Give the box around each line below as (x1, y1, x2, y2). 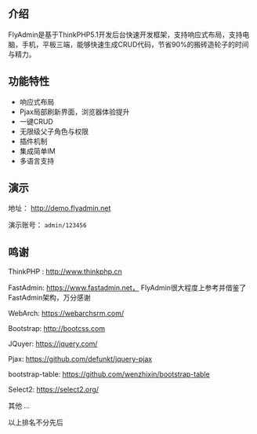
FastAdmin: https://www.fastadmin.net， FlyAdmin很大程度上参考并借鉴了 (8, 283, 247, 292)
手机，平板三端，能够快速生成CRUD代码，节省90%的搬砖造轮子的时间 (21, 39, 249, 49)
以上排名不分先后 (8, 417, 63, 427)
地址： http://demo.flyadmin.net (8, 204, 111, 213)
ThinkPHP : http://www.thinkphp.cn (8, 267, 123, 277)
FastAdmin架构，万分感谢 (8, 293, 91, 303)
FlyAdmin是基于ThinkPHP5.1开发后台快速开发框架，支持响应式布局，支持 (8, 30, 243, 39)
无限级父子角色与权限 (19, 127, 89, 136)
